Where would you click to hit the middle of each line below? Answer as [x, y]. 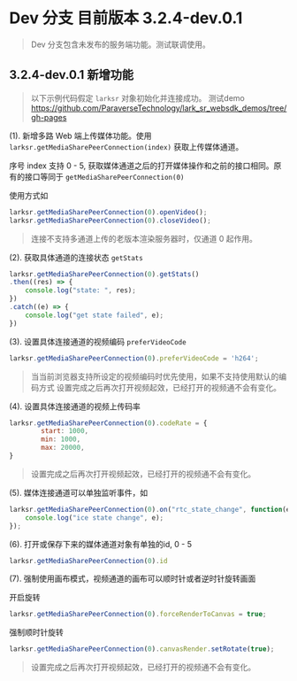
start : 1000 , [65, 431]
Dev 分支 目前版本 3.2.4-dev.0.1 [126, 18]
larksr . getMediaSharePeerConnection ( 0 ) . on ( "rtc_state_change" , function [146, 509]
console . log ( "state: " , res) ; [81, 290]
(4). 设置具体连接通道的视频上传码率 [75, 406]
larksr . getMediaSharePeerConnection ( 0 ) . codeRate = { [108, 423]
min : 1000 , [61, 439]
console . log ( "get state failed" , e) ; [95, 315]
